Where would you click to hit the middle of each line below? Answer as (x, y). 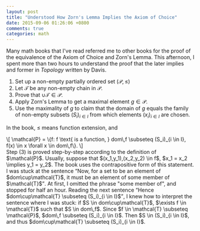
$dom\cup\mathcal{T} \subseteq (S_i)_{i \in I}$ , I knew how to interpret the (99, 196)
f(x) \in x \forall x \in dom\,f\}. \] (45, 145)
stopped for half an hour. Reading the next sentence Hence (80, 190)
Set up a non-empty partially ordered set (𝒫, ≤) (72, 82)
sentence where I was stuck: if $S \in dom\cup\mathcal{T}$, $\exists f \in (96, 202)
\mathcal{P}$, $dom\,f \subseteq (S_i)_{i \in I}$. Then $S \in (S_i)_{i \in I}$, (98, 215)
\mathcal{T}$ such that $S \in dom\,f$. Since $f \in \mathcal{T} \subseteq (97, 209)
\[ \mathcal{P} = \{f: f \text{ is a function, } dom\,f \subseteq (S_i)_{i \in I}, (96, 139)
